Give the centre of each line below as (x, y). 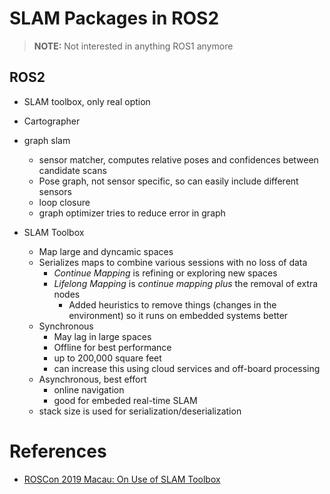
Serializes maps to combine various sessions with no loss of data (173, 262)
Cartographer (52, 121)
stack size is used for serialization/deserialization (140, 411)
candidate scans (72, 170)
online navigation (89, 389)
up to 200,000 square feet (107, 358)
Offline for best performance (112, 347)
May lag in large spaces (102, 336)
